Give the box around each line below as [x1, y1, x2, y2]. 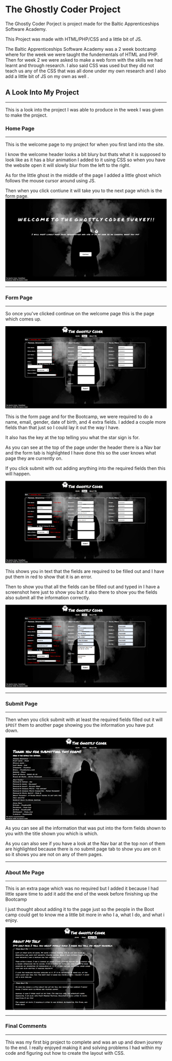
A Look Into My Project [5, 88, 79, 97]
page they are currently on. [5, 456, 63, 462]
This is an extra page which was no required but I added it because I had [5, 885, 159, 892]
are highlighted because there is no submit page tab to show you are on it [5, 846, 161, 852]
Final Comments [5, 1022, 47, 1030]
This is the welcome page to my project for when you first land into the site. [5, 141, 165, 147]
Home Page [5, 125, 35, 132]
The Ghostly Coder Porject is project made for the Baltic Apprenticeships [5, 21, 160, 27]
